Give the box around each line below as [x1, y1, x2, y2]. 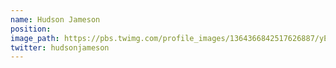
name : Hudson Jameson [10, 14, 101, 25]
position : [10, 24, 52, 34]
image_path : [10, 33, 60, 43]
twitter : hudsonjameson [10, 42, 110, 53]
